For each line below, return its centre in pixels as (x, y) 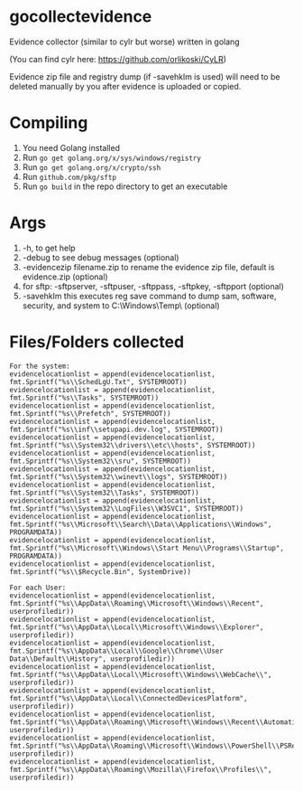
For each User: (38, 588)
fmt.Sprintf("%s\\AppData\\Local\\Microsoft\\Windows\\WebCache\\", (141, 674)
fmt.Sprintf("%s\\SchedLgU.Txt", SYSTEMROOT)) (98, 381)
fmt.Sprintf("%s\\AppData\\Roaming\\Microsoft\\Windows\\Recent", (137, 603)
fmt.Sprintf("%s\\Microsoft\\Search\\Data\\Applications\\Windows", (141, 524)
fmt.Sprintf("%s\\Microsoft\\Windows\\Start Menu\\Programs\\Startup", (147, 548)
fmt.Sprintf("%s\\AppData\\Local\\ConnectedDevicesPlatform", (129, 698)
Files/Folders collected (97, 342)
